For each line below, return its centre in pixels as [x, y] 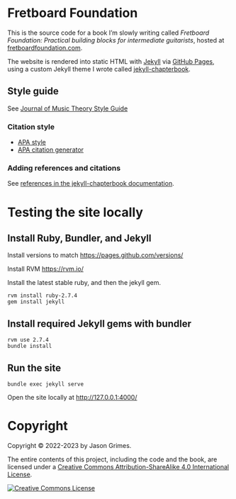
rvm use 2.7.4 [28, 340]
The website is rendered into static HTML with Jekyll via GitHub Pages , [111, 61]
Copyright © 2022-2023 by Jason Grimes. [69, 445]
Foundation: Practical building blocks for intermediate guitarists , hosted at [116, 40]
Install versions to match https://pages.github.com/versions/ [95, 255]
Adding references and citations [64, 168]
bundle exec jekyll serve [45, 384]
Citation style [31, 127]
